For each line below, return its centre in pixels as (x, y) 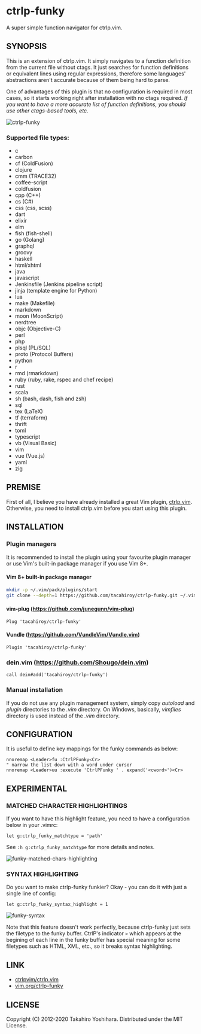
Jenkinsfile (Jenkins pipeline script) (59, 284)
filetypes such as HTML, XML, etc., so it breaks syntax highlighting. (89, 946)
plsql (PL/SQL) (33, 348)
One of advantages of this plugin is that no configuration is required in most (99, 92)
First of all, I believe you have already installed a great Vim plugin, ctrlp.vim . (99, 501)
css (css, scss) (33, 208)
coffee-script (31, 183)
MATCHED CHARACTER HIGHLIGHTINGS (67, 805)
